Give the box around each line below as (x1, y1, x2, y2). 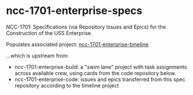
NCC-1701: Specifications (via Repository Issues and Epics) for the (6, 23, 167, 30)
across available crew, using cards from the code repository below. (14, 69, 177, 76)
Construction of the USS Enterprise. (6, 29, 92, 36)
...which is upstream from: (6, 52, 69, 59)
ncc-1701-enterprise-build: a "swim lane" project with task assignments (14, 63, 187, 71)
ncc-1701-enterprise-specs (6, 4, 143, 17)
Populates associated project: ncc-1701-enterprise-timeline (6, 41, 149, 48)
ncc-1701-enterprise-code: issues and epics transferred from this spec (14, 76, 185, 83)
